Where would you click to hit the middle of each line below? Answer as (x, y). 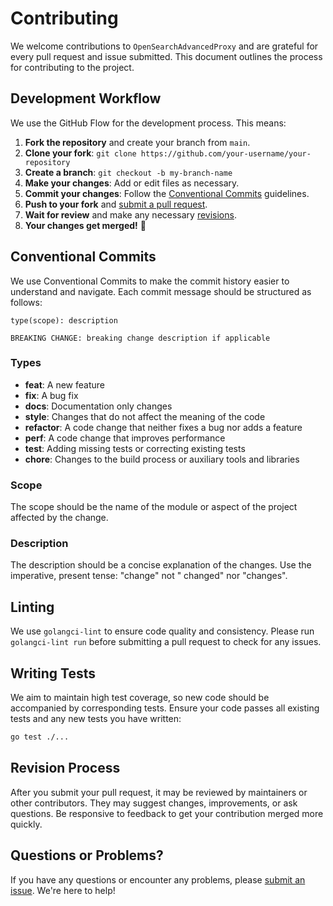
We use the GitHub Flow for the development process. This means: (148, 123)
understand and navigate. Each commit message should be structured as (161, 291)
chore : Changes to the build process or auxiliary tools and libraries (162, 459)
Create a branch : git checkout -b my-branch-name (128, 172)
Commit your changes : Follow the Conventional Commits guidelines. (167, 193)
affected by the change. (59, 518)
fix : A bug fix (51, 395)
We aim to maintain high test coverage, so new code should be (140, 698)
